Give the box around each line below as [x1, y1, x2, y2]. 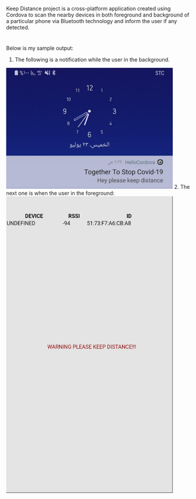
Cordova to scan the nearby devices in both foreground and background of [6, 11, 189, 18]
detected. [6, 24, 30, 31]
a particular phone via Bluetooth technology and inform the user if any [6, 18, 178, 24]
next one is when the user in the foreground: [6, 189, 115, 197]
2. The [173, 183, 190, 191]
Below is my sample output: [6, 44, 74, 52]
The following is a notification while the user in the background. [14, 56, 170, 63]
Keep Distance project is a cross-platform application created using [6, 5, 171, 12]
